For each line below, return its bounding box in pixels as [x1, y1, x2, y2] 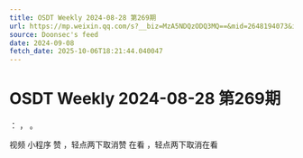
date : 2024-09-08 [9, 38, 75, 48]
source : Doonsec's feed [9, 30, 99, 39]
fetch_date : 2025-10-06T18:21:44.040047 [9, 47, 164, 56]
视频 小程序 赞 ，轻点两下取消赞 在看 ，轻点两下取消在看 [9, 139, 218, 150]
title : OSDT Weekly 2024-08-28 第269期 [9, 13, 157, 23]
